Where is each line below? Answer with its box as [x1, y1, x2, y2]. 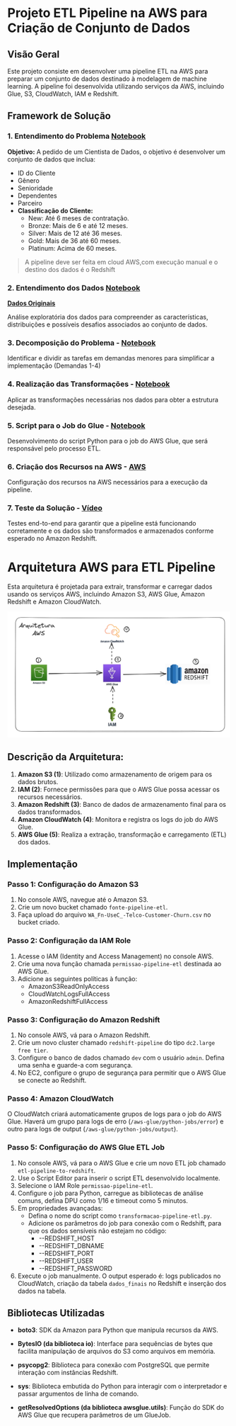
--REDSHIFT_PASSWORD [38, 1264, 113, 1272]
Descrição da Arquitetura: [7, 751, 124, 763]
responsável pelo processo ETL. [7, 444, 101, 453]
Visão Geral [7, 48, 60, 60]
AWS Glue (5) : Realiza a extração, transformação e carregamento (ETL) [17, 830, 227, 839]
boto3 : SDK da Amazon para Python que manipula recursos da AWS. [17, 1326, 219, 1335]
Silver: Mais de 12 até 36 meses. [28, 229, 122, 237]
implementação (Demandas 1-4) [7, 361, 101, 370]
